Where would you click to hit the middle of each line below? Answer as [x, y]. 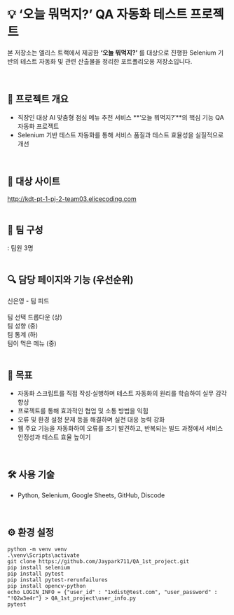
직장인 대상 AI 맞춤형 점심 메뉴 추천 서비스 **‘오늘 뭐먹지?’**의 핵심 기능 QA [121, 117]
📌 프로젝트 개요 [38, 99]
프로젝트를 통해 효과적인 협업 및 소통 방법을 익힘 [83, 411]
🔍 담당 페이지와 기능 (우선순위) [70, 280]
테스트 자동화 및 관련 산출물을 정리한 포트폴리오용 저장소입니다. [106, 61]
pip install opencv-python [47, 586]
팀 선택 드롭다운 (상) [35, 317]
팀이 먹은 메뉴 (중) [32, 343]
